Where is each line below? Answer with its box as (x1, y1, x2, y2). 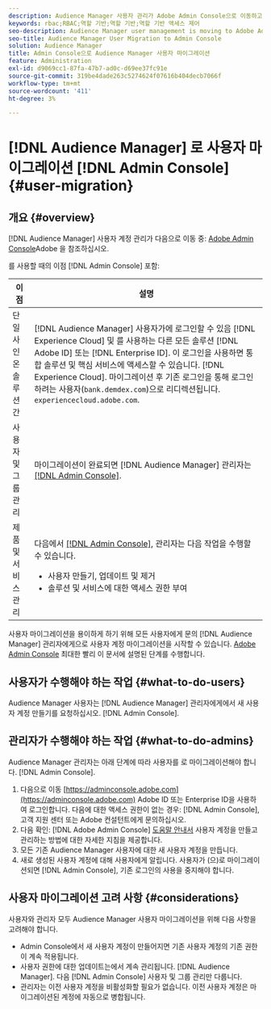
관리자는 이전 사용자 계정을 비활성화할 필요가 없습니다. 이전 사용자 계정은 (19, 982, 248, 991)
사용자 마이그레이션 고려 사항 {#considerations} (8, 891, 240, 905)
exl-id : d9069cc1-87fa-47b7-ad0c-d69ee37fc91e (8, 65, 168, 73)
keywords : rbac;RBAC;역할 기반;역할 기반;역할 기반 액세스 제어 (8, 19, 200, 27)
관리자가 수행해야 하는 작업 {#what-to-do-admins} (8, 734, 254, 748)
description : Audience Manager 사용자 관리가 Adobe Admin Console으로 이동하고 (8, 11, 263, 20)
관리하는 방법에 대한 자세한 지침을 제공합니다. (19, 835, 163, 844)
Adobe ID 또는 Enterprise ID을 (137, 794, 236, 804)
